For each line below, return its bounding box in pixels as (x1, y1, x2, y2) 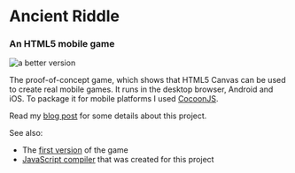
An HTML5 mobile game (9, 38, 115, 50)
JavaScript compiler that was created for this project (21, 154, 214, 165)
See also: (9, 128, 43, 139)
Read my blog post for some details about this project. (9, 110, 207, 121)
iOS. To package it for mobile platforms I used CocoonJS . (9, 94, 219, 104)
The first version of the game (21, 145, 128, 155)
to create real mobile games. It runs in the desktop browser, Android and (9, 84, 274, 94)
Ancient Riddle (9, 6, 120, 26)
